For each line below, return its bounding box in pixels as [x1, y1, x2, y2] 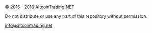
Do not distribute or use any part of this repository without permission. [5, 13, 148, 19]
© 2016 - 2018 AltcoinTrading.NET [5, 4, 75, 10]
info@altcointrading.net [5, 22, 52, 28]
